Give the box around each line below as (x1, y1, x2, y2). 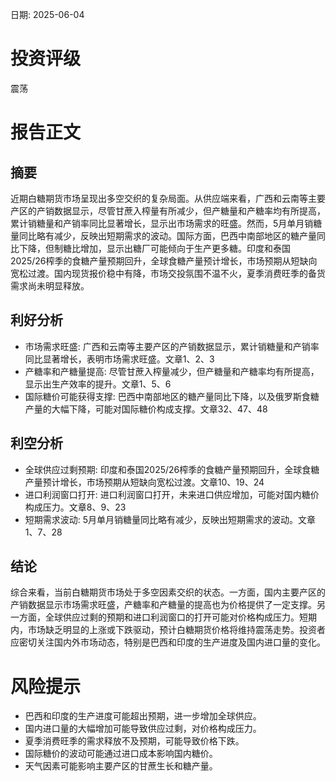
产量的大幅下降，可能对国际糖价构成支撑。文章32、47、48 (24, 403, 268, 415)
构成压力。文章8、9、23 (24, 501, 127, 513)
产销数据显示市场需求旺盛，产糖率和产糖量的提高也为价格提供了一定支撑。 (10, 599, 317, 611)
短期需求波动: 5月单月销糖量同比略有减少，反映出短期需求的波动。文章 (24, 513, 317, 525)
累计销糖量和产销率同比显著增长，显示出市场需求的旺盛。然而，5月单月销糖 (10, 217, 323, 229)
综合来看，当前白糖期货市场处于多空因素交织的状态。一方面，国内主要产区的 (10, 586, 326, 598)
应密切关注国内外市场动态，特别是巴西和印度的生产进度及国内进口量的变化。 (10, 636, 326, 648)
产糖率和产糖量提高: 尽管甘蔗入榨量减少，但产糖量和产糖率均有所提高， (24, 365, 320, 377)
